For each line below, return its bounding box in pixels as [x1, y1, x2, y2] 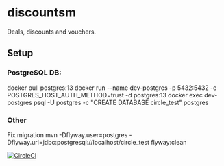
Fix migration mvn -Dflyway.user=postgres [7, 130, 128, 139]
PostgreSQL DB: [7, 68, 62, 78]
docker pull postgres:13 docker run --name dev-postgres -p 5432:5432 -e [7, 84, 217, 92]
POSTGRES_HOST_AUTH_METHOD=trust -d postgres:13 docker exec [7, 91, 203, 99]
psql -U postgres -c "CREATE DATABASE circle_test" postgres [33, 98, 209, 106]
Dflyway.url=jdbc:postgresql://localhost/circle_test [7, 138, 149, 146]
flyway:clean [150, 138, 187, 146]
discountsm [7, 5, 77, 21]
